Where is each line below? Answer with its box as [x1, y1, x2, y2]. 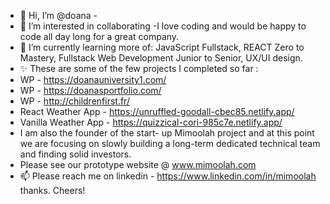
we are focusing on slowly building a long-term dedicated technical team [19, 138, 321, 149]
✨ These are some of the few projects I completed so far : [19, 63, 259, 74]
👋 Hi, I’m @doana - [19, 10, 98, 21]
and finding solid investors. [19, 148, 132, 160]
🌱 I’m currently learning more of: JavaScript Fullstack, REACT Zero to [19, 41, 305, 53]
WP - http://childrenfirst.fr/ [19, 95, 130, 107]
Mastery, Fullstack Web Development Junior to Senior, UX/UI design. [19, 52, 303, 64]
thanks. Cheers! [19, 185, 86, 196]
